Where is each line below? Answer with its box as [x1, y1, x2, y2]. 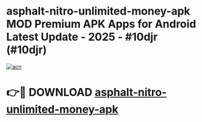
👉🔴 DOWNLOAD [6, 86, 93, 100]
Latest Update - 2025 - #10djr [6, 30, 158, 44]
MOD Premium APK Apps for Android [6, 17, 197, 31]
